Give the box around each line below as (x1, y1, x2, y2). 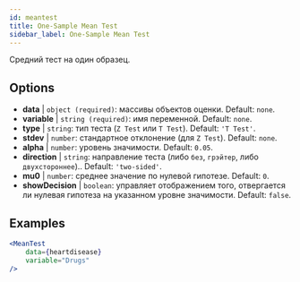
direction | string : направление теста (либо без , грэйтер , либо (21, 151, 260, 162)
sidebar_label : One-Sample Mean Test (9, 30, 150, 38)
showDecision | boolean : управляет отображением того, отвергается (21, 180, 287, 191)
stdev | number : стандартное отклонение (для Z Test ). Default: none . (21, 132, 278, 143)
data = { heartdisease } (25, 247, 102, 256)
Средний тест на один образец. (9, 55, 131, 65)
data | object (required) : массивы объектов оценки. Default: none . (21, 104, 276, 115)
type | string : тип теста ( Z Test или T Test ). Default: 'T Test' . (21, 123, 256, 134)
